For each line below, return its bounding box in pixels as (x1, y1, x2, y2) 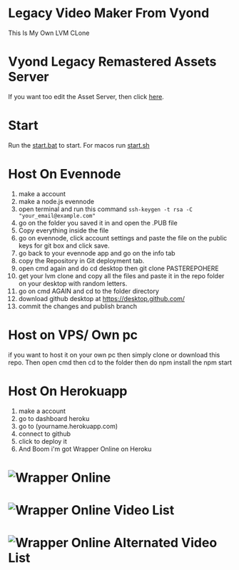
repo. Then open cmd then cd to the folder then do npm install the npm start (8, 358, 233, 367)
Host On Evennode (8, 166, 121, 182)
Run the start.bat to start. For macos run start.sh (8, 141, 150, 149)
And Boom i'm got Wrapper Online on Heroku (18, 444, 152, 453)
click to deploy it (18, 437, 67, 445)
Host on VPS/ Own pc (8, 327, 138, 343)
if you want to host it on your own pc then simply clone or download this (8, 350, 220, 359)
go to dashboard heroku (18, 414, 90, 422)
